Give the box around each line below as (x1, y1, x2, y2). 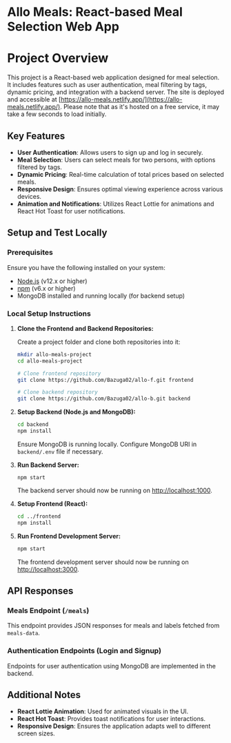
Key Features (7, 130, 66, 142)
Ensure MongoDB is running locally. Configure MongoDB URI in (17, 440, 197, 448)
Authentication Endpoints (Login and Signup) (7, 646, 162, 656)
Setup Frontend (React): (17, 499, 88, 508)
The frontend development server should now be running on (17, 557, 189, 566)
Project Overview (7, 50, 109, 66)
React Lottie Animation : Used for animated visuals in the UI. (17, 707, 189, 715)
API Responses (7, 585, 74, 597)
